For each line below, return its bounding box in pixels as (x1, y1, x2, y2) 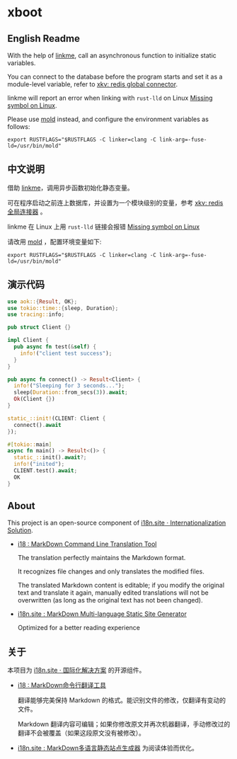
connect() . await (13, 421, 62, 428)
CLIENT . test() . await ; (13, 467, 78, 474)
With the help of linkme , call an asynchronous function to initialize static (7, 51, 217, 59)
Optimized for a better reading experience (17, 624, 140, 632)
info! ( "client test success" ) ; (20, 350, 112, 357)
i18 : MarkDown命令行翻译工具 (17, 681, 107, 690)
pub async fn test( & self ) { (13, 343, 97, 350)
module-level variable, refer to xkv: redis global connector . (7, 80, 178, 89)
